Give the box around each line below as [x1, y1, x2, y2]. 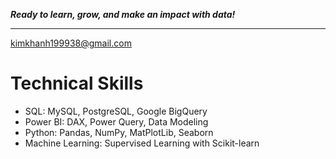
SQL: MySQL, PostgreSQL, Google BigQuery [24, 105, 208, 117]
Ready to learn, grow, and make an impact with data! [10, 9, 236, 20]
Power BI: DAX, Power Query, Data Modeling [24, 115, 209, 128]
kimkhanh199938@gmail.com [10, 37, 132, 49]
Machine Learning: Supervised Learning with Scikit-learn [24, 137, 260, 149]
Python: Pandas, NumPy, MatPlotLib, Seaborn [24, 126, 214, 138]
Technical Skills [10, 72, 144, 95]
